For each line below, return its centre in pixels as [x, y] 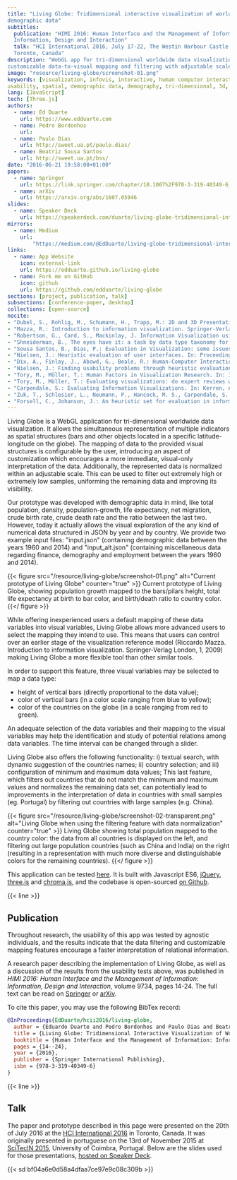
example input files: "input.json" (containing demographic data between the [117, 540]
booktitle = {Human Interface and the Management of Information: [113, 1040]
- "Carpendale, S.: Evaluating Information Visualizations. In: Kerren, [116, 388]
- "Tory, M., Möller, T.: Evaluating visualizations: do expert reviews [116, 381]
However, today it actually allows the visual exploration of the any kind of [113, 525]
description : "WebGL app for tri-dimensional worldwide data [99, 60]
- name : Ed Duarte [41, 112]
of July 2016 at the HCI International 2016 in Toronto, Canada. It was [107, 1133]
